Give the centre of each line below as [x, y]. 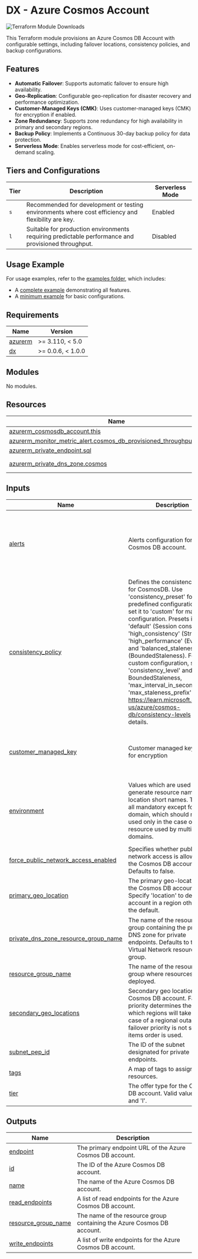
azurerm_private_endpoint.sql [50, 450]
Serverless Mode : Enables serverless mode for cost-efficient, [90, 146]
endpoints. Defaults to [159, 942]
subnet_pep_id [29, 1052]
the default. [144, 910]
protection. [28, 140]
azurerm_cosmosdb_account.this [55, 431]
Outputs [22, 1121]
